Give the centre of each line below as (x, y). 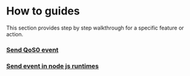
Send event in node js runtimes (52, 66)
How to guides (43, 11)
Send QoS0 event (33, 49)
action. (15, 34)
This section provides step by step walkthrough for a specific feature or (95, 28)
